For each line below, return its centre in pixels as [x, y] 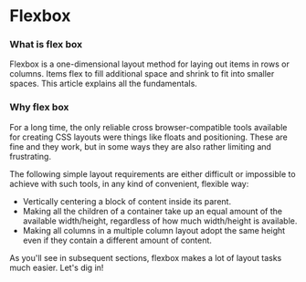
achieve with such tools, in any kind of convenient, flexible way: [129, 183]
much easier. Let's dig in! [57, 267]
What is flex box [46, 45]
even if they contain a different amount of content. [117, 240]
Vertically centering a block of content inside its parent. [127, 201]
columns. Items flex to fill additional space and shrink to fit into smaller [142, 74]
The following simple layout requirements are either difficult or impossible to [153, 173]
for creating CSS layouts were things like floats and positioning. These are [148, 137]
